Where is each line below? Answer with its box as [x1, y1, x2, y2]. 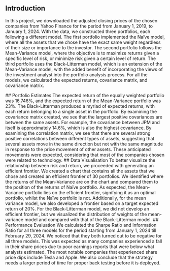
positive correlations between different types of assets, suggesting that [5, 135, 155, 141]
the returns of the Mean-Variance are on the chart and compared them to [5, 178, 158, 185]
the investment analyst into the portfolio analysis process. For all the [5, 71, 148, 78]
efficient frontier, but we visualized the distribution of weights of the [5, 211, 147, 217]
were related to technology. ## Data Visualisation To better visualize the [5, 157, 156, 163]
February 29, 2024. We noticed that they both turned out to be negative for [5, 232, 162, 238]
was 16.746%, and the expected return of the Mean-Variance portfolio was [5, 98, 161, 104]
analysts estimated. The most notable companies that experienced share [5, 249, 157, 255]
